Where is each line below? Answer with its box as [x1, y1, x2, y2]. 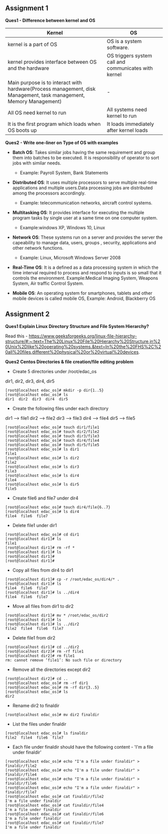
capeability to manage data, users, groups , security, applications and [12, 239, 156, 245]
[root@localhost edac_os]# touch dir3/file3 [5, 433, 99, 438]
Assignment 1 [5, 4, 48, 13]
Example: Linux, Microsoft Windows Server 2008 [19, 254, 121, 260]
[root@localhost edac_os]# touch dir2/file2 [5, 429, 99, 434]
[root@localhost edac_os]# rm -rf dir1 [5, 681, 88, 686]
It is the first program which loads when [7, 120, 101, 127]
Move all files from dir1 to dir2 [12, 603, 74, 609]
